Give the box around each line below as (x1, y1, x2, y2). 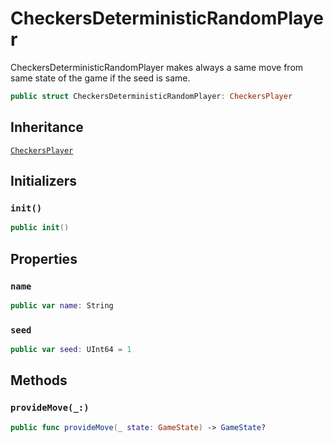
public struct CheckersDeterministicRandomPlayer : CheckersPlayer (10, 91, 293, 101)
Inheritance (10, 119, 84, 136)
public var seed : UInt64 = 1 (10, 345, 132, 355)
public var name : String (10, 300, 114, 311)
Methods (10, 372, 68, 389)
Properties (10, 250, 78, 267)
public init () (10, 223, 70, 233)
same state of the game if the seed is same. (10, 72, 191, 84)
